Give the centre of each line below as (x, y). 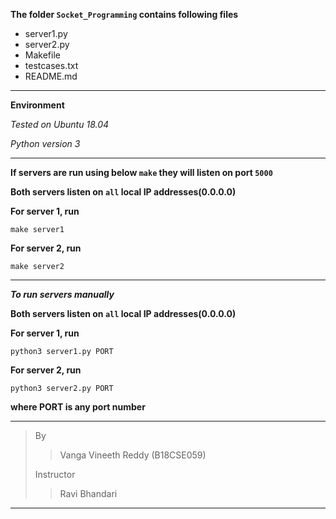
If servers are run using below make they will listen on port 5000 (141, 172)
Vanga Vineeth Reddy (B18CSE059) (133, 455)
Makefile (42, 55)
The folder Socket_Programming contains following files (124, 14)
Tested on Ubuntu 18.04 (60, 124)
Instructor (55, 474)
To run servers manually (62, 294)
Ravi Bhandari (88, 493)
